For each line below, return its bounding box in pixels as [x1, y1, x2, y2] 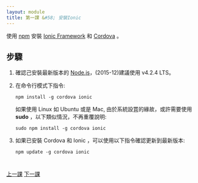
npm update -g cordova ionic [15, 149, 90, 156]
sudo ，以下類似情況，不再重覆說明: [15, 113, 107, 121]
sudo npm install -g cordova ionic [15, 126, 106, 132]
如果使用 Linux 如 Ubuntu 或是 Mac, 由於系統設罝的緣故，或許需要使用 [15, 106, 193, 113]
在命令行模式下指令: [15, 82, 65, 89]
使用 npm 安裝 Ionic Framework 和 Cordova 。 [6, 32, 122, 40]
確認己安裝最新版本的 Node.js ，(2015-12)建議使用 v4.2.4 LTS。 [15, 69, 175, 76]
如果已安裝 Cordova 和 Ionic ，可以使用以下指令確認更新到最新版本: [15, 137, 185, 144]
